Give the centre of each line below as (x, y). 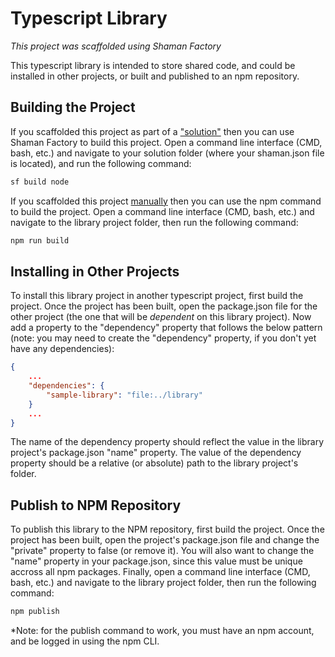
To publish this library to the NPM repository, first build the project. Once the (167, 529)
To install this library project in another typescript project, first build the (157, 296)
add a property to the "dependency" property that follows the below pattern (166, 328)
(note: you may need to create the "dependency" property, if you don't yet (163, 338)
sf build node (40, 182)
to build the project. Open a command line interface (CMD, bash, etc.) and (162, 211)
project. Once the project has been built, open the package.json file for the (164, 306)
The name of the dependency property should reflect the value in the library (167, 442)
